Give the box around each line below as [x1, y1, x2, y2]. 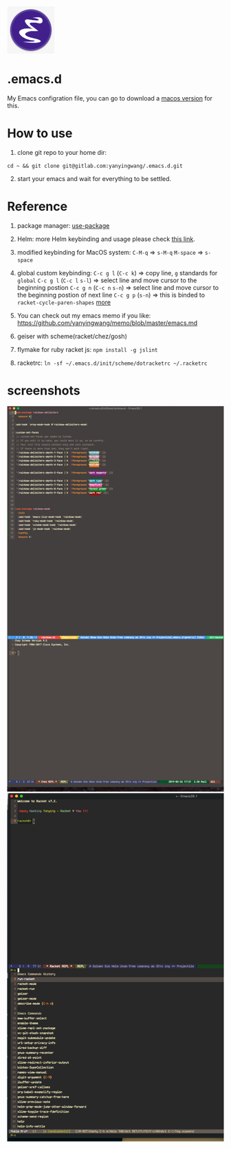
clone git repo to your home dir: [16, 148, 107, 156]
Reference [7, 199, 67, 215]
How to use [7, 126, 73, 141]
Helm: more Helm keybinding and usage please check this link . [16, 235, 196, 243]
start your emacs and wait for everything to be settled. [16, 174, 172, 182]
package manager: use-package [16, 221, 110, 229]
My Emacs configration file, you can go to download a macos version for [7, 94, 213, 102]
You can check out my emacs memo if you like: [16, 311, 151, 319]
